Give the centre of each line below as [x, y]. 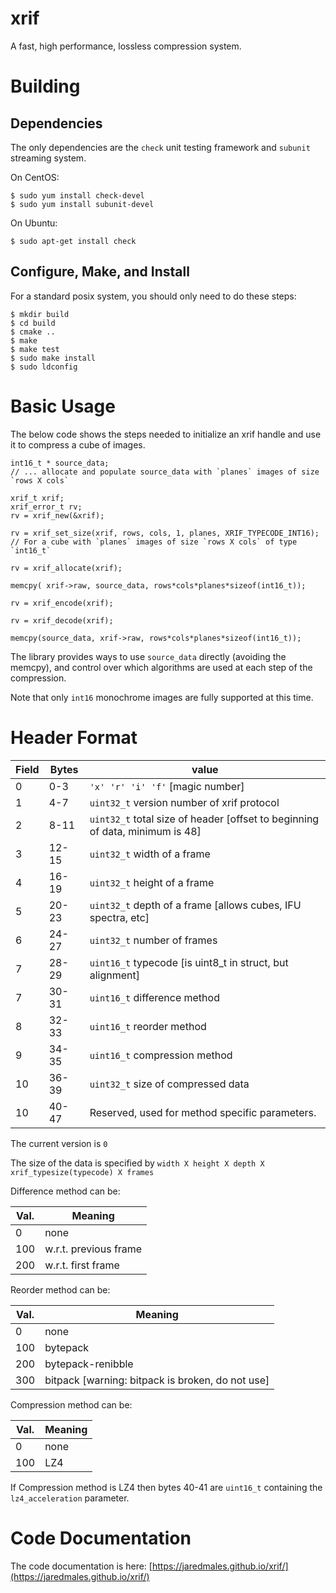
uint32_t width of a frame [150, 854]
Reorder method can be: [60, 1289]
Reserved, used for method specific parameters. [203, 1112]
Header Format [74, 737]
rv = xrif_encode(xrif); [62, 603]
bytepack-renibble [89, 1364]
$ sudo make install [53, 358]
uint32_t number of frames [153, 940]
